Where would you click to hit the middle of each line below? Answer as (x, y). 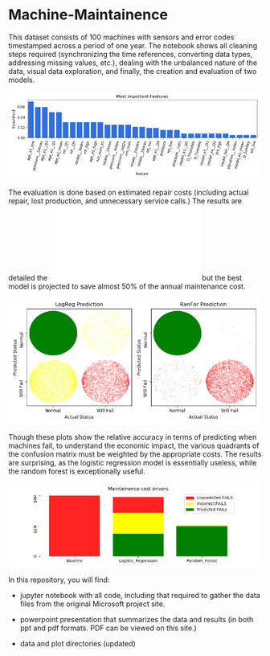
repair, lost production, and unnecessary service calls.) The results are (125, 201)
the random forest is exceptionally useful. (77, 471)
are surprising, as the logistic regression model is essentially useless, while (133, 463)
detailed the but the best (125, 278)
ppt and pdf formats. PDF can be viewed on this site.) (108, 628)
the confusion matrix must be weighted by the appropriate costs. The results (135, 454)
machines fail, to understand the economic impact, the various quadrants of (134, 446)
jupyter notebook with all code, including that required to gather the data (140, 596)
